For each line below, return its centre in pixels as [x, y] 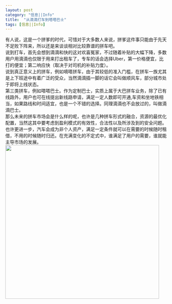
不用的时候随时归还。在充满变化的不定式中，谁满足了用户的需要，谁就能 [90, 136]
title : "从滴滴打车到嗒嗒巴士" [36, 19]
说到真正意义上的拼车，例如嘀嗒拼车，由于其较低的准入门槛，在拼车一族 [81, 72]
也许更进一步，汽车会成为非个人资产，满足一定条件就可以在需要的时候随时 [84, 129]
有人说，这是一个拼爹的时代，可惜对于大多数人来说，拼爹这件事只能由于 [81, 39]
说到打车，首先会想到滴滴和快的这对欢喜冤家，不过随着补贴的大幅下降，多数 [86, 52]
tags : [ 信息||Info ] [25, 24]
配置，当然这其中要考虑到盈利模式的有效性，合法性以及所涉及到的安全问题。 [86, 123]
